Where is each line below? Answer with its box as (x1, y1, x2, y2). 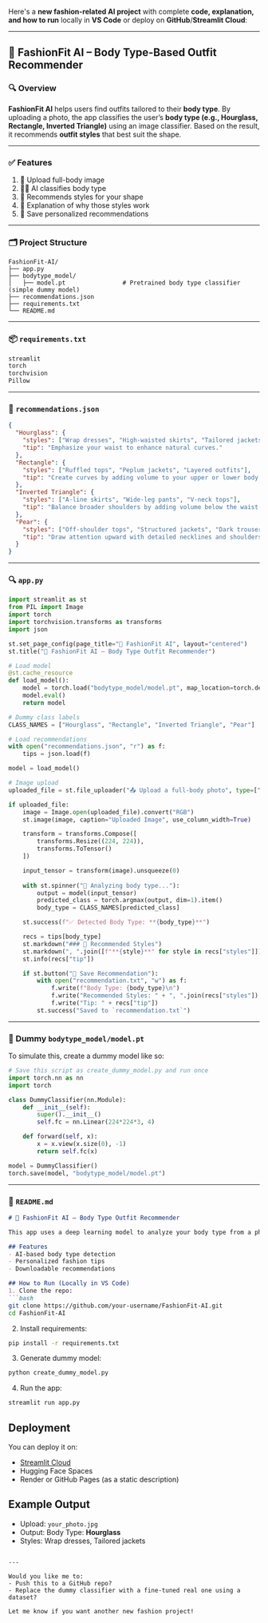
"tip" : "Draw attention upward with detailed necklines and (22, 533, 227, 541)
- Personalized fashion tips (8, 1258, 105, 1266)
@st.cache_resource (8, 669, 73, 678)
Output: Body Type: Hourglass (19, 1527, 121, 1537)
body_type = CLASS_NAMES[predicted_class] (37, 904, 180, 912)
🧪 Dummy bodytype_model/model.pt (8, 1032, 145, 1044)
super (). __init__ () (37, 1111, 102, 1119)
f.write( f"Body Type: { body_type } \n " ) (50, 985, 180, 992)
